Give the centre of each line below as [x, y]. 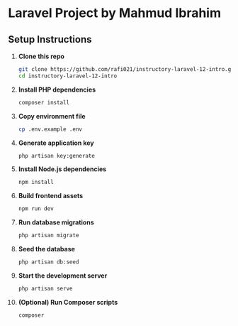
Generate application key [56, 143]
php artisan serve [45, 288]
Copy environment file [52, 116]
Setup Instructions [50, 39]
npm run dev [36, 209]
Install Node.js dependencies [62, 169]
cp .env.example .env [50, 129]
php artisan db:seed [49, 262]
